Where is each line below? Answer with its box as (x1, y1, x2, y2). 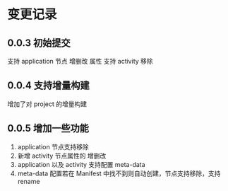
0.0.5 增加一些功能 (7, 122, 90, 134)
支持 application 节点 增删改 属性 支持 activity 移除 (7, 57, 153, 65)
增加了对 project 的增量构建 (7, 100, 88, 108)
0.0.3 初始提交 (7, 37, 71, 49)
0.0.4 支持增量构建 (7, 79, 90, 92)
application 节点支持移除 (17, 142, 90, 151)
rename (17, 177, 40, 185)
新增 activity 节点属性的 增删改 (17, 151, 107, 160)
